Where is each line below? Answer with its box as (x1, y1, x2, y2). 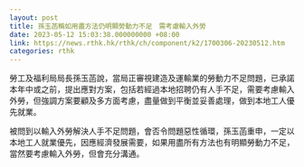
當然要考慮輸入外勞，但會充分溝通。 (9, 148, 145, 159)
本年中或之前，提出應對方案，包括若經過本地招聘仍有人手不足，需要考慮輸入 (9, 84, 295, 95)
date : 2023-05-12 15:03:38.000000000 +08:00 (9, 30, 180, 39)
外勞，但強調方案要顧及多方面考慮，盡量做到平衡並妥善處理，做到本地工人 (9, 96, 287, 107)
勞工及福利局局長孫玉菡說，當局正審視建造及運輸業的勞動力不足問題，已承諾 (9, 73, 295, 84)
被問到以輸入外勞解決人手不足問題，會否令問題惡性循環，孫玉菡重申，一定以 (9, 125, 295, 136)
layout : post (9, 13, 59, 23)
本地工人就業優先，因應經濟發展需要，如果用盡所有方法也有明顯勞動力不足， (9, 137, 295, 148)
